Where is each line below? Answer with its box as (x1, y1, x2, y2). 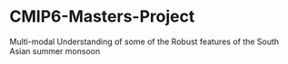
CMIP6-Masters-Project (9, 6, 195, 27)
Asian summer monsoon (9, 45, 101, 56)
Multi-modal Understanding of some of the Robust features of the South (9, 36, 280, 47)
